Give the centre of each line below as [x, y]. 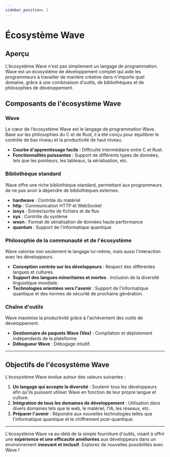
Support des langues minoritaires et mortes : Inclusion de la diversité [86, 277]
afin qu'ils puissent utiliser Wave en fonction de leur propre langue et [84, 392]
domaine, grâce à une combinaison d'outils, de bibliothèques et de [75, 82]
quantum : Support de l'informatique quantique [62, 227]
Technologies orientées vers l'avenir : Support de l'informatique [80, 288]
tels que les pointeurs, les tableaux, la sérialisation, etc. [70, 161]
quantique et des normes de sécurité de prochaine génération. [78, 293]
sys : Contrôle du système [40, 216]
